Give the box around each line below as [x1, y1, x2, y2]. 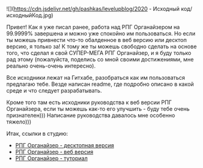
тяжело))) [6, 118, 32, 125]
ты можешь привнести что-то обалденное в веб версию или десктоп [6, 37, 187, 43]
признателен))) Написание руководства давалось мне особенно [6, 112, 176, 119]
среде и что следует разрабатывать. [6, 87, 102, 94]
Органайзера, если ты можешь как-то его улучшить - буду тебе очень [6, 105, 190, 112]
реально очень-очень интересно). [6, 62, 96, 69]
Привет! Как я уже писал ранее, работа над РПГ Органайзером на [6, 24, 180, 30]
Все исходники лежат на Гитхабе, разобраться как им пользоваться [6, 74, 185, 81]
